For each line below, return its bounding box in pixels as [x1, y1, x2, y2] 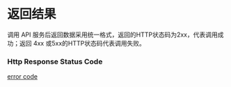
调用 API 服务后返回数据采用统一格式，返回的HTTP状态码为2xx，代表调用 [7, 30, 218, 39]
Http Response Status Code [7, 57, 103, 66]
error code [7, 72, 38, 81]
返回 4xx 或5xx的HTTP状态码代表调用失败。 [19, 39, 146, 47]
